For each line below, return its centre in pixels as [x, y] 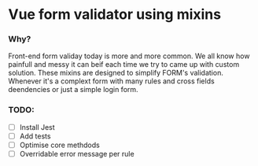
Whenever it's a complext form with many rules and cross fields [111, 81]
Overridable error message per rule [77, 153]
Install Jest [37, 127]
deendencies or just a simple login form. [74, 90]
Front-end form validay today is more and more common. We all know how [129, 56]
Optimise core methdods [59, 145]
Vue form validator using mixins [115, 15]
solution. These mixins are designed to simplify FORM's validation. [116, 73]
